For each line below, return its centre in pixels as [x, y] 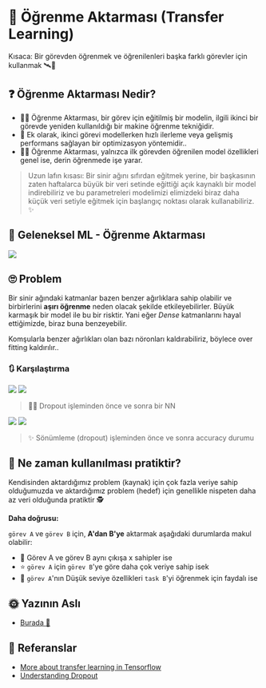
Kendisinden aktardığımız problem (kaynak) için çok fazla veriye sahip [123, 483]
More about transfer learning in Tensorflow [91, 667]
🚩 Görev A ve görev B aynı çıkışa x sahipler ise [96, 558]
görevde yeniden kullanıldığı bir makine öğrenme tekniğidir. [117, 126]
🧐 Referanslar [43, 648]
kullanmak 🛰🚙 [32, 65]
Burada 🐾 [35, 622]
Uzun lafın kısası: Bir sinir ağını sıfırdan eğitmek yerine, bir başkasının [141, 175]
